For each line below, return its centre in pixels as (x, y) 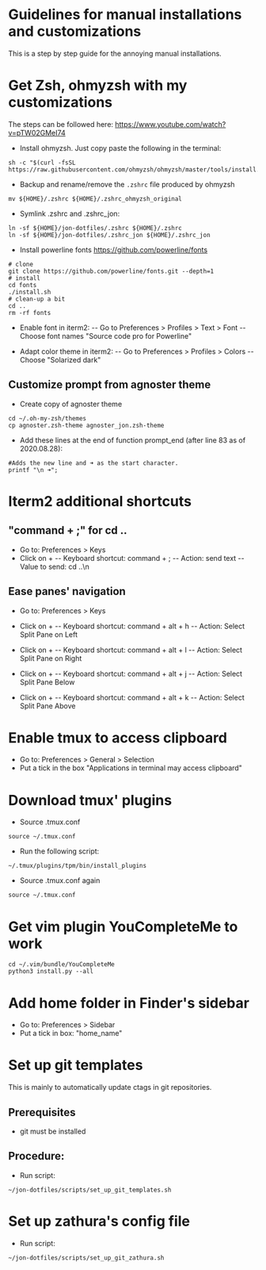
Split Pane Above (47, 706)
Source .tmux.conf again (60, 881)
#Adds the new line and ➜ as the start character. (93, 463)
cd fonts (23, 285)
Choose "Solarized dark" (60, 359)
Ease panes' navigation (67, 591)
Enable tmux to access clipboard (118, 737)
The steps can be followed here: (61, 124)
